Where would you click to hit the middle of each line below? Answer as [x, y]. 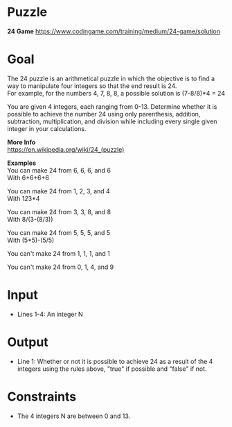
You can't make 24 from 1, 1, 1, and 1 [59, 253]
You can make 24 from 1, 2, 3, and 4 [59, 191]
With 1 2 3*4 [24, 198]
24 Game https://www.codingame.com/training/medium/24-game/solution [114, 31]
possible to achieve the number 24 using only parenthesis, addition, [104, 114]
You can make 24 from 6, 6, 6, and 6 [59, 170]
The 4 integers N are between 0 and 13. [74, 416]
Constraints [42, 397]
